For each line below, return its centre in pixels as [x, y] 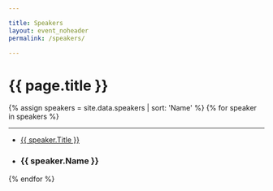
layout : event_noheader [49, 30]
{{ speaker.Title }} [50, 140]
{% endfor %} [32, 179]
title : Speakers [36, 23]
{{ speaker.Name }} [59, 161]
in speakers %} [34, 117]
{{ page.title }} [58, 85]
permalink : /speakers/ [47, 38]
